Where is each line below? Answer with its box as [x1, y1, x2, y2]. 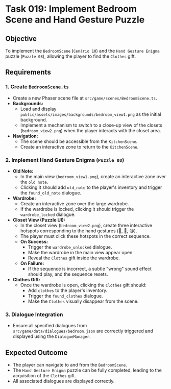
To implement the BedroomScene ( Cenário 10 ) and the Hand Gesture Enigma [5, 48, 160, 54]
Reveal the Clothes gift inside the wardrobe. [28, 255, 120, 261]
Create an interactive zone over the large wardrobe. [20, 200, 129, 207]
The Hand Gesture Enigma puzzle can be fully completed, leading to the [12, 367, 162, 373]
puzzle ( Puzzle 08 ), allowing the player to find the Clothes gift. [5, 53, 136, 59]
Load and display [20, 106, 57, 112]
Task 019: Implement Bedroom [5, 3, 137, 15]
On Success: [20, 238, 48, 245]
